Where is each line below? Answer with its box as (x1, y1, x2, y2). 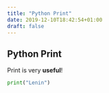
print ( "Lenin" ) (7, 79, 51, 86)
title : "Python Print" (7, 10, 72, 17)
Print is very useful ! (7, 66, 63, 75)
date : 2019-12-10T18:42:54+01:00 (7, 16, 103, 23)
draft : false (7, 23, 45, 29)
